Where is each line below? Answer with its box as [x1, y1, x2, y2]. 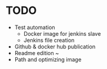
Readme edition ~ [14, 49, 59, 56]
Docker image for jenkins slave [23, 30, 102, 37]
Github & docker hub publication [14, 43, 95, 50]
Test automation [14, 24, 55, 31]
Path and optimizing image [14, 56, 81, 63]
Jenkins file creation [23, 36, 75, 44]
